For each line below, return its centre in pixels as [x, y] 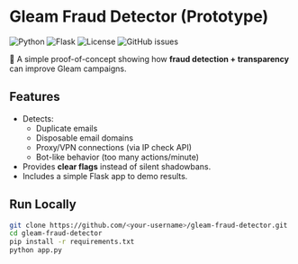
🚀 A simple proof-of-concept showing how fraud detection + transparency [149, 59]
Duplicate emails [67, 128]
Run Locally [43, 205]
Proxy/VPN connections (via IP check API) [113, 147]
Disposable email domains [84, 138]
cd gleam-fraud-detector [56, 233]
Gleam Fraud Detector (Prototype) [139, 17]
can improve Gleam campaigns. [68, 68]
